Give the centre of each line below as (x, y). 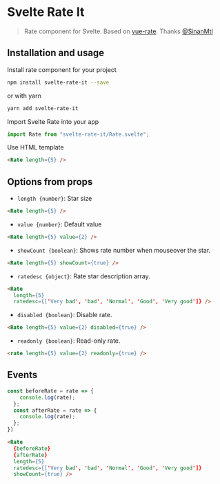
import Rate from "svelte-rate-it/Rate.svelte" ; (78, 134)
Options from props (50, 182)
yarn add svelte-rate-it (43, 108)
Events (22, 375)
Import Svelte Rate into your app (53, 121)
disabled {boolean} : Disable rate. (64, 315)
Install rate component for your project (62, 69)
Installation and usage (56, 53)
